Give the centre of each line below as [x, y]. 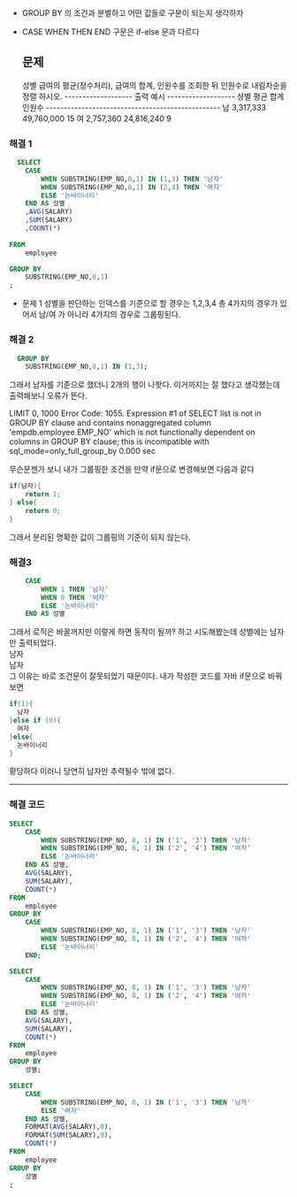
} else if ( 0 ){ [35, 721]
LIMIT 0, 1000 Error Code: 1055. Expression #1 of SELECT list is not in [136, 413]
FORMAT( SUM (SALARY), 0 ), [69, 1135]
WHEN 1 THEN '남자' [75, 589]
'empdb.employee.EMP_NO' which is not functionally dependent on [132, 433]
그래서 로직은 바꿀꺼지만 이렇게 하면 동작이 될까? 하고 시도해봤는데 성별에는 [138, 632]
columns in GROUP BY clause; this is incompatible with [109, 441]
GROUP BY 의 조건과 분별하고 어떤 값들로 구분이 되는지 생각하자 [133, 13]
